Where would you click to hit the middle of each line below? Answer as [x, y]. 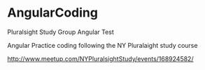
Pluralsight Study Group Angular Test [61, 32]
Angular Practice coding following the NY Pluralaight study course [102, 45]
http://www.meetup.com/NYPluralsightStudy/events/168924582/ [100, 59]
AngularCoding [52, 13]
